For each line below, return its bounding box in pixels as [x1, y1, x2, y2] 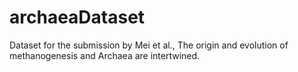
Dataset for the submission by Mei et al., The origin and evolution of [9, 39, 289, 51]
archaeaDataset [9, 6, 146, 29]
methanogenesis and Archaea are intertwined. [9, 49, 201, 61]
